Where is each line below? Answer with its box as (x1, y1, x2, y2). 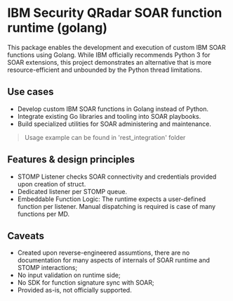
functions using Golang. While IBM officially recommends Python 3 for (7, 51, 211, 59)
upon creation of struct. (17, 179, 86, 188)
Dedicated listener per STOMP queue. (17, 187, 128, 196)
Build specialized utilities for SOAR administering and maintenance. (17, 120, 212, 128)
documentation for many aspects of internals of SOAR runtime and (17, 256, 211, 264)
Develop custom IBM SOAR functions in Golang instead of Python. (17, 104, 209, 113)
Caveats (7, 230, 44, 242)
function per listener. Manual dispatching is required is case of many (17, 202, 216, 210)
